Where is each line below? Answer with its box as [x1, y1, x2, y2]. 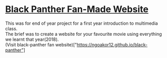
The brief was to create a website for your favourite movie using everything [5, 31, 162, 37]
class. [5, 25, 18, 31]
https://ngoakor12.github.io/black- [76, 41, 148, 47]
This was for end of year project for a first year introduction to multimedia [5, 20, 158, 26]
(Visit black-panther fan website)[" [5, 41, 77, 47]
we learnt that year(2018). [5, 36, 59, 42]
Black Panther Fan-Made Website [5, 4, 149, 15]
